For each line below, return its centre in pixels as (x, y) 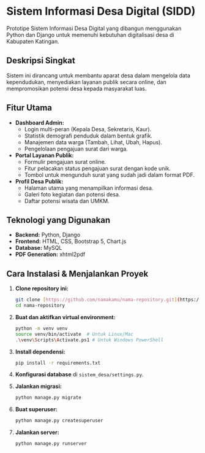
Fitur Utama (29, 108)
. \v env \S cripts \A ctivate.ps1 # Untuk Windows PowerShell (89, 340)
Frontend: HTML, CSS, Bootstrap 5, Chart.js (71, 241)
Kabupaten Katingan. (33, 41)
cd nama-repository (40, 306)
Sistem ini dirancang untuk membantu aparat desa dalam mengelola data (99, 75)
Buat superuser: (36, 409)
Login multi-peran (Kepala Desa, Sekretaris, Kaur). (88, 129)
